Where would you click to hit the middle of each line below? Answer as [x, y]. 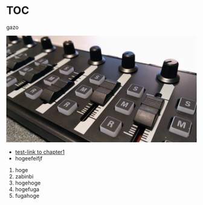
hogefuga [27, 189]
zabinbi [24, 177]
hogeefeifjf [29, 159]
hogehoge [28, 183]
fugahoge [27, 196]
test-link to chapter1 [40, 152]
